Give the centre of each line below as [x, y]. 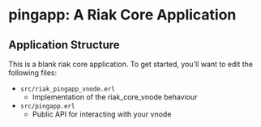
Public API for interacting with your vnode [102, 114]
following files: [33, 73]
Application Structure [64, 45]
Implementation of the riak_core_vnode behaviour [115, 97]
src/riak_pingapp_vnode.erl [67, 89]
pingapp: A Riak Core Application [122, 15]
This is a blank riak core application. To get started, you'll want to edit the [131, 64]
